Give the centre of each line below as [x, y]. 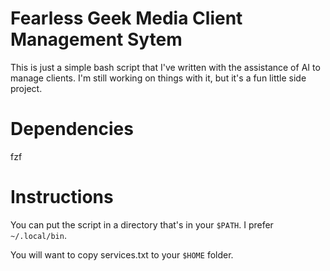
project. [26, 88]
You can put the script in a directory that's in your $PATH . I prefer [142, 224]
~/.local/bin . [38, 235]
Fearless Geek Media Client [126, 18]
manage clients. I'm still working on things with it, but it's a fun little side [158, 78]
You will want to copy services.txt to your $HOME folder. [122, 254]
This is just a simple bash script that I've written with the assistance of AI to [165, 67]
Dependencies [72, 129]
